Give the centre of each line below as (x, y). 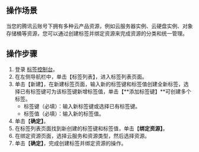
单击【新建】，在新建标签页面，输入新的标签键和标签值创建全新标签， (99, 84)
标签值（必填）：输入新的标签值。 (64, 114)
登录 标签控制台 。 (36, 69)
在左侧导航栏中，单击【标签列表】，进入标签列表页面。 (81, 76)
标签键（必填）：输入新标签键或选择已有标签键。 (82, 106)
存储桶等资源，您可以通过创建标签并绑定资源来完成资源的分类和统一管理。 (97, 33)
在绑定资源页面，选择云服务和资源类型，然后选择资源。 (82, 135)
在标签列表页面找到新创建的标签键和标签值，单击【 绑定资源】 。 (91, 128)
